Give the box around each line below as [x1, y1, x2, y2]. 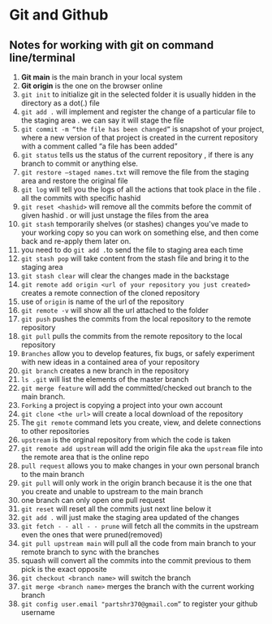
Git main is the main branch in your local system [20, 72, 183, 82]
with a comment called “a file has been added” [20, 141, 178, 151]
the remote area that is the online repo [20, 453, 149, 461]
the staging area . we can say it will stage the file [20, 115, 184, 125]
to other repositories [20, 427, 90, 435]
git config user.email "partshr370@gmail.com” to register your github [20, 599, 258, 609]
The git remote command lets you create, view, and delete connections [20, 418, 261, 427]
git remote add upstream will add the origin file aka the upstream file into [20, 444, 263, 453]
